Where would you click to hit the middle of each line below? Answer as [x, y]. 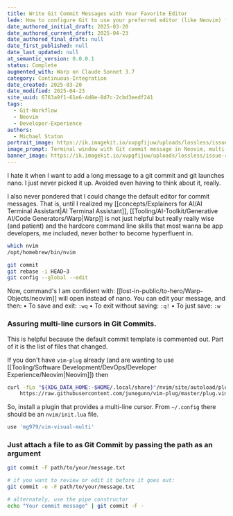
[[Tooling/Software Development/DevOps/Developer [82, 367]
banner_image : [28, 156]
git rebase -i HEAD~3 [38, 272]
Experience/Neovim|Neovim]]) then [58, 374]
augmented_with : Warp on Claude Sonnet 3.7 [71, 72]
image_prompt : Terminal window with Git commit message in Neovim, [107, 149]
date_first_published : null [48, 46]
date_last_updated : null [43, 53]
